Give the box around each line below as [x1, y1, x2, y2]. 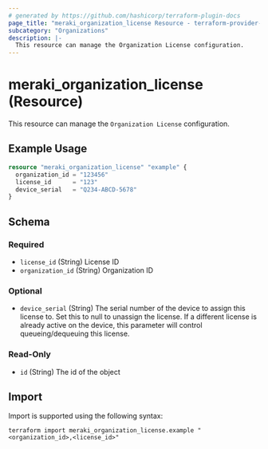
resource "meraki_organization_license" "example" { [8, 163, 187, 171]
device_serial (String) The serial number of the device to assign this [19, 304, 246, 313]
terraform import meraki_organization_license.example [8, 427, 195, 435]
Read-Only [8, 349, 52, 360]
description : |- [8, 33, 62, 42]
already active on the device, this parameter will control [19, 321, 203, 330]
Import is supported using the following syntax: [8, 412, 164, 421]
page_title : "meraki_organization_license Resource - [8, 19, 191, 27]
